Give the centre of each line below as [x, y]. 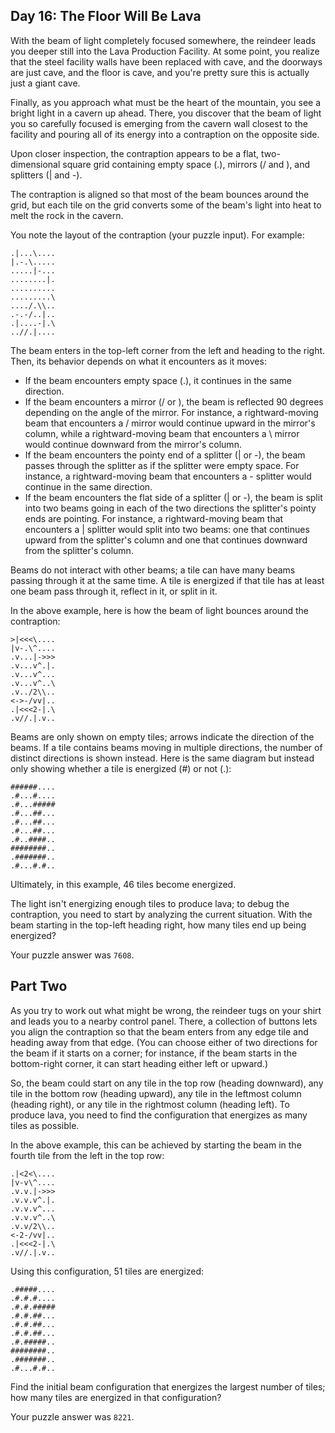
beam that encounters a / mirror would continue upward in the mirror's [170, 423]
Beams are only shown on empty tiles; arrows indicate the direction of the [162, 736]
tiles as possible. [45, 1125]
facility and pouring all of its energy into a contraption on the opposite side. [165, 134]
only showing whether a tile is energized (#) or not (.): [121, 768]
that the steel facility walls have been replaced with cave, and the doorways [166, 61]
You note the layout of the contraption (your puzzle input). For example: [157, 235]
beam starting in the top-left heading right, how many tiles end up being [158, 925]
